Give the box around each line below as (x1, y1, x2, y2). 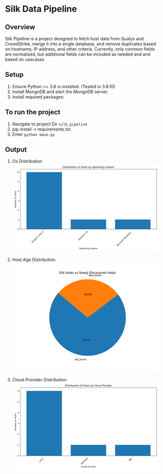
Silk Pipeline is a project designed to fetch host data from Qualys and (5, 36, 144, 41)
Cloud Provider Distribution (12, 376, 67, 382)
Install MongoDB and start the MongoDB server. (12, 89, 109, 95)
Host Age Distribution (12, 257, 56, 262)
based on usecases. (5, 57, 46, 62)
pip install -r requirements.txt (12, 126, 71, 132)
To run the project (5, 108, 61, 117)
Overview (5, 23, 36, 31)
